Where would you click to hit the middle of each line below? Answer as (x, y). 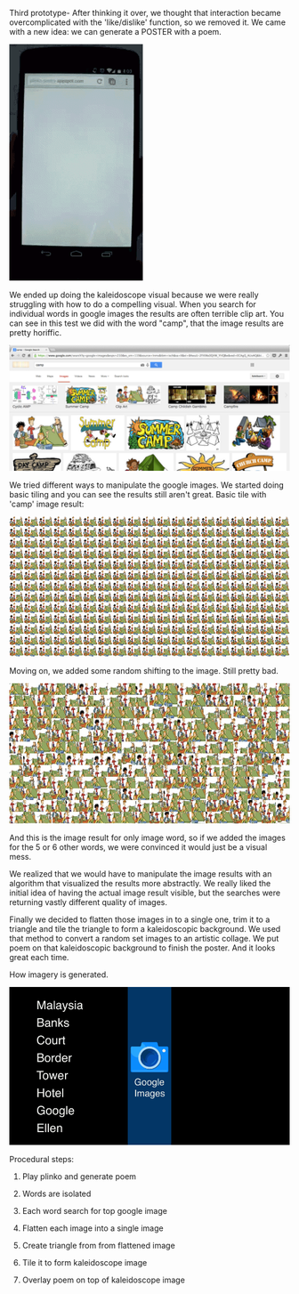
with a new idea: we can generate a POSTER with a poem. (116, 32)
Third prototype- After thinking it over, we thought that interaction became (145, 13)
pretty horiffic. (36, 332)
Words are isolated (57, 1193)
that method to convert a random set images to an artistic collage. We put (144, 939)
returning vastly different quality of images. (88, 902)
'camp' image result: (47, 504)
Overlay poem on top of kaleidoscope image (103, 1280)
